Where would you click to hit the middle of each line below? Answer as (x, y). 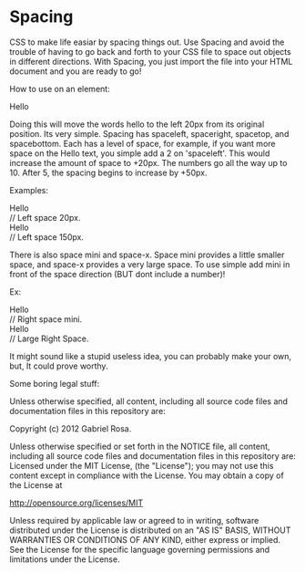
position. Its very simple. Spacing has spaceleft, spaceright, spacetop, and (149, 133)
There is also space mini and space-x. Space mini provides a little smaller (147, 255)
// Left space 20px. (45, 217)
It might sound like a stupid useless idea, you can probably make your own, (151, 356)
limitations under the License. (65, 559)
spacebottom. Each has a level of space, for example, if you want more (142, 143)
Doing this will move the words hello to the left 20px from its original (137, 124)
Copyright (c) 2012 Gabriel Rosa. (71, 428)
